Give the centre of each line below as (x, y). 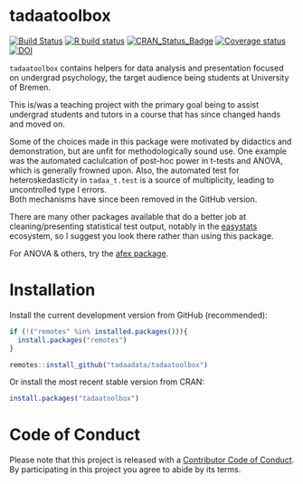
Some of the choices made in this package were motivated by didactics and (151, 141)
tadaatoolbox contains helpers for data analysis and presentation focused (147, 68)
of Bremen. (30, 87)
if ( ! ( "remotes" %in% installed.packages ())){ (99, 331)
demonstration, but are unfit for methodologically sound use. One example (148, 151)
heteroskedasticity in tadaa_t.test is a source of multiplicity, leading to (142, 180)
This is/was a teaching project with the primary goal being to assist (134, 104)
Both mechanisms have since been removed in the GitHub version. (133, 199)
